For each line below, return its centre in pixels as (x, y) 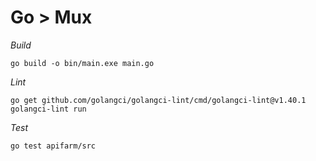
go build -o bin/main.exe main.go (82, 63)
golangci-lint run (48, 109)
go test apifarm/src (53, 146)
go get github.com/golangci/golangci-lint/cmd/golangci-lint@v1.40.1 (158, 100)
